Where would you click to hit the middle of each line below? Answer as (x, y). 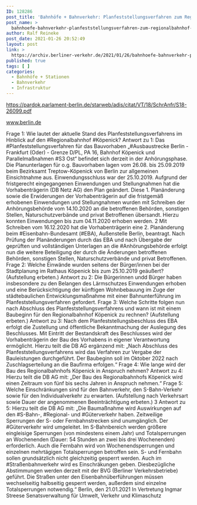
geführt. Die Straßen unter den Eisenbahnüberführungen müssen (85, 477)
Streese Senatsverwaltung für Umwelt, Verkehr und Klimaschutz (84, 495)
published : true (26, 60)
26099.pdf (19, 111)
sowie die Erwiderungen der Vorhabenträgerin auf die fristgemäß (85, 196)
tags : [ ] (18, 66)
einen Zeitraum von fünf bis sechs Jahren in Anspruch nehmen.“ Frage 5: (95, 383)
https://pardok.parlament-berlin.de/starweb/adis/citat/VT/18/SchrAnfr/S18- (96, 105)
